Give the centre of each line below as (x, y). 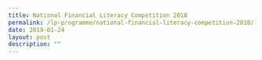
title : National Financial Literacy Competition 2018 (98, 15)
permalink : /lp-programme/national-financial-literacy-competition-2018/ (131, 23)
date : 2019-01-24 (36, 30)
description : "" (35, 44)
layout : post (29, 37)
